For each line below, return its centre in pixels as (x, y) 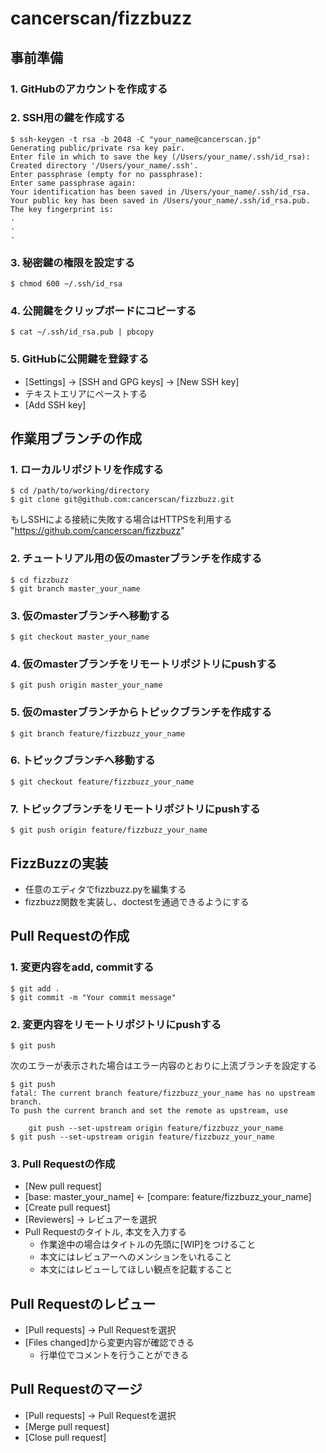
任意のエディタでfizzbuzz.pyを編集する (105, 889)
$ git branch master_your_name (75, 588)
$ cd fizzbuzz (40, 580)
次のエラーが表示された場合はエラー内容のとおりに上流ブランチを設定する (163, 1065)
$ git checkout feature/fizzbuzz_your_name (102, 782)
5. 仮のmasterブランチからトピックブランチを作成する (141, 712)
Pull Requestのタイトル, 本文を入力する (105, 1232)
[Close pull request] (65, 1437)
